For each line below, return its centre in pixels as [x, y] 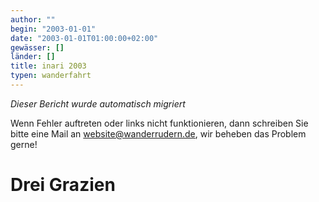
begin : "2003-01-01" [53, 29]
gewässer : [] [37, 47]
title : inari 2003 [48, 66]
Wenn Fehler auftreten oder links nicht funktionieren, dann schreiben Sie [159, 123]
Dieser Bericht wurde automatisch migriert [98, 103]
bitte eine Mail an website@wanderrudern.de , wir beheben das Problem [158, 133]
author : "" [33, 19]
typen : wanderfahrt [51, 76]
